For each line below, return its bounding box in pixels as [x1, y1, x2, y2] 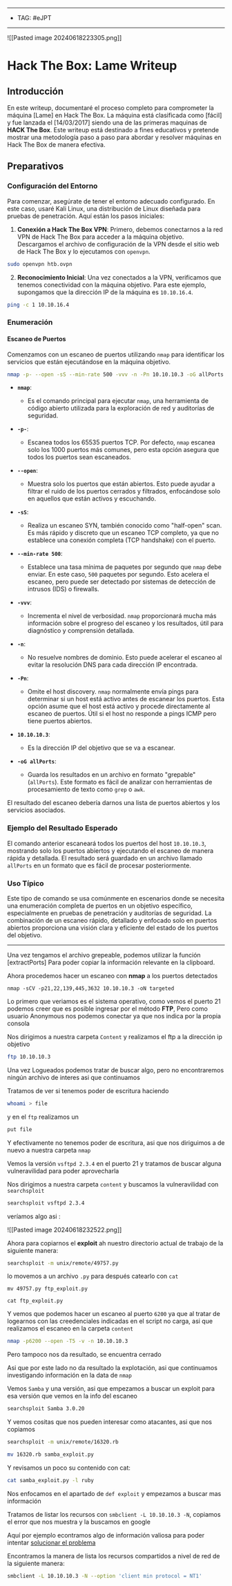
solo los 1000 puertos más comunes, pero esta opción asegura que [27, 446, 220, 454]
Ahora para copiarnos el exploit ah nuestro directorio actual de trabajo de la [7, 1238, 224, 1247]
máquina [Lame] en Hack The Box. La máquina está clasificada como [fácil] [7, 111, 222, 119]
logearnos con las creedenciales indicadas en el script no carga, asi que [7, 1317, 213, 1326]
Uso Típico [7, 878, 44, 888]
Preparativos [7, 161, 64, 172]
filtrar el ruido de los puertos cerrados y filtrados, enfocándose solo [27, 487, 221, 496]
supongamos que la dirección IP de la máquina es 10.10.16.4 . [17, 288, 193, 296]
